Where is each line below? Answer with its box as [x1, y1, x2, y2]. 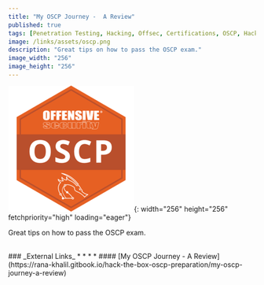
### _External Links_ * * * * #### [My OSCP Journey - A [8, 251, 192, 261]
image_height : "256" [8, 63, 76, 71]
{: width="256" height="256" [134, 204, 229, 213]
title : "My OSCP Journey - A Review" [8, 13, 135, 20]
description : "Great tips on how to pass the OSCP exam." [8, 46, 202, 54]
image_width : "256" [8, 54, 72, 62]
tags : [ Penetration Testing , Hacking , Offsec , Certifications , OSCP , [8, 29, 241, 37]
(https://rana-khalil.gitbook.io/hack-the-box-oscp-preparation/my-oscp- [8, 260, 243, 269]
